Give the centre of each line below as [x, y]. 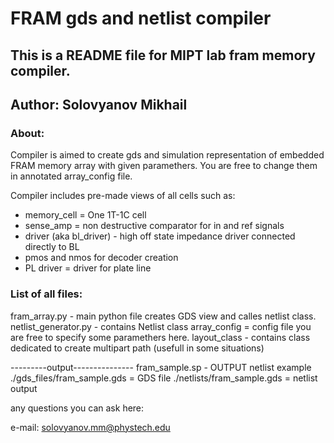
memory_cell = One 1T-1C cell [85, 215]
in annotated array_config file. [71, 176]
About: [27, 133]
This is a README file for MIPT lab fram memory [163, 55]
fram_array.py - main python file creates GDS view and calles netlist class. [163, 316]
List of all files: [46, 294]
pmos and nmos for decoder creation [101, 258]
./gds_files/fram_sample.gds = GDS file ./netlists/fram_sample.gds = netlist [164, 378]
